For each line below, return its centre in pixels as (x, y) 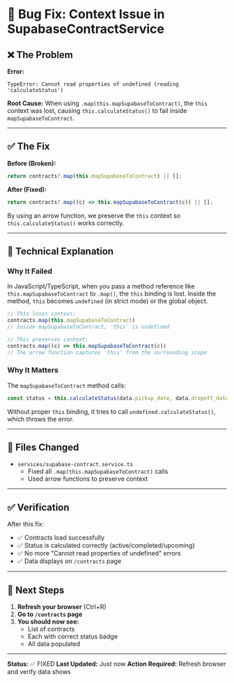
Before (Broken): (32, 163)
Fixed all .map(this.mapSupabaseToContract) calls (98, 471)
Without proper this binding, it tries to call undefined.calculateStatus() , (111, 411)
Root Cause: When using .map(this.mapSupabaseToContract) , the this (107, 103)
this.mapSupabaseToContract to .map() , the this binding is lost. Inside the (112, 294)
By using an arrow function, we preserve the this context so (94, 215)
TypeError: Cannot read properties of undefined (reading (93, 84)
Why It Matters (33, 370)
